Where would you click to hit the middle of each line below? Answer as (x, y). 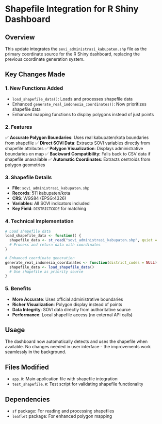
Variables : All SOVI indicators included (51, 204)
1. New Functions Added (34, 88)
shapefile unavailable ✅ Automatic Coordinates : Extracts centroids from (78, 159)
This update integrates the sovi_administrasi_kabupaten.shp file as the (76, 49)
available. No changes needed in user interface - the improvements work (78, 347)
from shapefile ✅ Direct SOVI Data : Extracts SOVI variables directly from (78, 143)
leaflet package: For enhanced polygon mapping (62, 416)
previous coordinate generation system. (45, 59)
